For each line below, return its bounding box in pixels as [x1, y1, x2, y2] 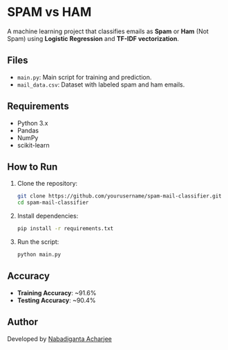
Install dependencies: [17, 212, 79, 220]
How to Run [7, 161, 58, 173]
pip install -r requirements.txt [17, 225, 114, 232]
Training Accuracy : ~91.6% [17, 288, 97, 297]
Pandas [17, 126, 39, 134]
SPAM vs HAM [7, 4, 92, 20]
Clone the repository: [17, 180, 78, 188]
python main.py [17, 251, 61, 258]
